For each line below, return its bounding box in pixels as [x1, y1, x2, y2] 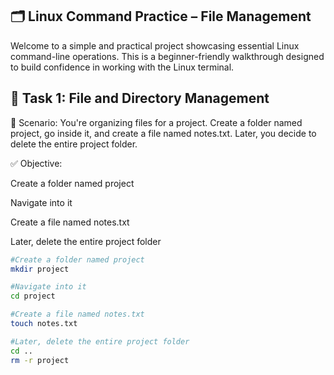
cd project [10, 291, 56, 302]
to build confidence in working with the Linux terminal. [10, 61, 235, 73]
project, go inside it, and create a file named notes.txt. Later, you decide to [10, 127, 317, 139]
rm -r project [10, 355, 70, 365]
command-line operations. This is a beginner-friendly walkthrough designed [10, 50, 325, 62]
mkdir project [10, 264, 70, 274]
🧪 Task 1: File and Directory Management [10, 90, 270, 107]
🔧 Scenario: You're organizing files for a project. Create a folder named [10, 116, 303, 128]
